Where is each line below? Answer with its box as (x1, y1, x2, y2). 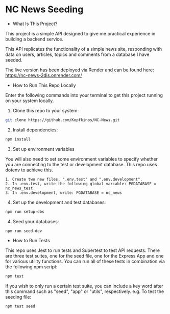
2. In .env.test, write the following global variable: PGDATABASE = (5, 181, 157, 186)
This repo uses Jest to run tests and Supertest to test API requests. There (5, 247, 160, 253)
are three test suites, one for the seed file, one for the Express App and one (5, 253, 164, 259)
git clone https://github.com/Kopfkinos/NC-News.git (5, 117, 120, 123)
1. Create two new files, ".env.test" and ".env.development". (5, 176, 143, 182)
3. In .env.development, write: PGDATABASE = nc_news (5, 190, 123, 195)
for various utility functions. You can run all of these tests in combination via (5, 258, 165, 265)
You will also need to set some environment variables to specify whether (5, 155, 158, 162)
